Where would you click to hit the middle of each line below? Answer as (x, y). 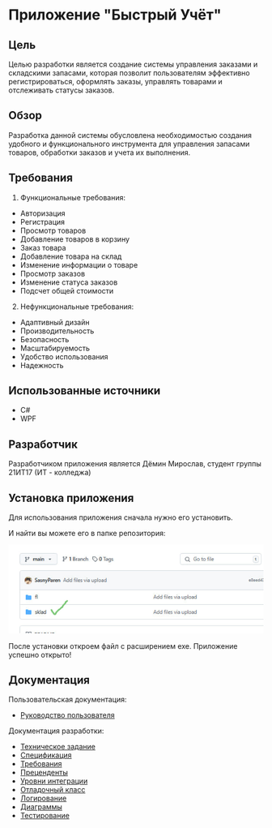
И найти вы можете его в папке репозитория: (87, 534)
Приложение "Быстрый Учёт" (115, 15)
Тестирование (45, 816)
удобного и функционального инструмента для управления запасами (129, 144)
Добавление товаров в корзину (75, 239)
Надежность (42, 365)
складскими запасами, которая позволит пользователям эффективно (129, 73)
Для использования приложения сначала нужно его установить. (121, 517)
